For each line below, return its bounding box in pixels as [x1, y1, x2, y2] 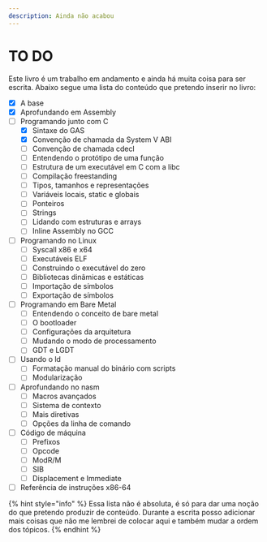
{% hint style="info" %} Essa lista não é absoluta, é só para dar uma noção [8, 499, 260, 509]
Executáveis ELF [32, 253, 88, 264]
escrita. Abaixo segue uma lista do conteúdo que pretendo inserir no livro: [8, 82, 256, 92]
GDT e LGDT [32, 346, 75, 355]
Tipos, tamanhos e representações [32, 180, 149, 191]
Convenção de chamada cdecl [32, 144, 136, 153]
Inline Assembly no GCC [32, 226, 114, 236]
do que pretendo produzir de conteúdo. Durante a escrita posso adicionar [8, 508, 256, 518]
